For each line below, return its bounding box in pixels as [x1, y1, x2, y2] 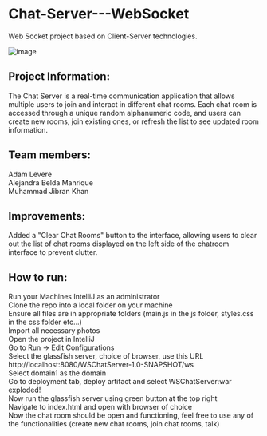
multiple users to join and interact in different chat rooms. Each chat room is [8, 99, 257, 109]
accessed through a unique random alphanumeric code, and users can [8, 108, 241, 117]
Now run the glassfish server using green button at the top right [8, 394, 218, 403]
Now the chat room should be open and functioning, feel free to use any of [8, 410, 253, 420]
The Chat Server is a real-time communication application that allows [8, 91, 235, 101]
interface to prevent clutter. [8, 248, 98, 257]
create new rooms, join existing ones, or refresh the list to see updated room [8, 117, 259, 126]
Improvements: [8, 209, 86, 223]
